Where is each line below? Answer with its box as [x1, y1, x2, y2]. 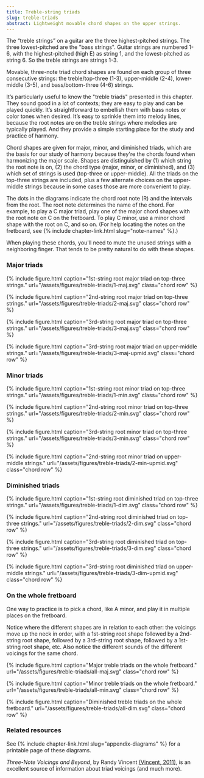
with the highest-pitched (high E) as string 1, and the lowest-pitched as [12, 50, 190, 57]
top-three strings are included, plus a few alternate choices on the [6, 177, 172, 184]
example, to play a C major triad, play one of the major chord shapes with [6, 208, 191, 215]
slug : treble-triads [6, 15, 59, 21]
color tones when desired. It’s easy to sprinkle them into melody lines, [6, 112, 181, 120]
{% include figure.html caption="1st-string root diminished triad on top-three [6, 495, 199, 502]
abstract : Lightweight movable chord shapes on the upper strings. [6, 20, 181, 26]
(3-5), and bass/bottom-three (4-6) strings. [24, 81, 134, 89]
